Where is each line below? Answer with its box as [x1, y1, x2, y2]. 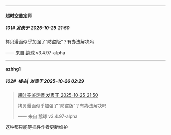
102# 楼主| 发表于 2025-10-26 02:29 [5, 78, 84, 84]
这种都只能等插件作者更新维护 [5, 124, 68, 130]
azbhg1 [5, 66, 21, 72]
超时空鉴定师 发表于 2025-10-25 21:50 [17, 92, 98, 98]
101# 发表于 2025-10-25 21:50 [5, 25, 70, 31]
